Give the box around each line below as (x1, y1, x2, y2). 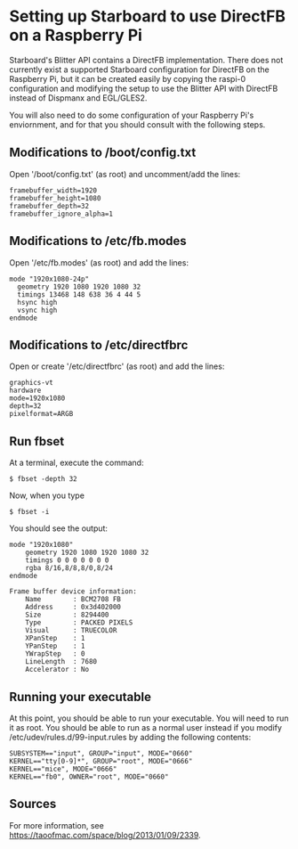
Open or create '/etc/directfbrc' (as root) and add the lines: (9, 361, 225, 371)
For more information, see (9, 820, 104, 830)
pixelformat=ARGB (9, 410, 74, 419)
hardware (9, 386, 42, 396)
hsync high (17, 298, 58, 306)
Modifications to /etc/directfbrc (9, 337, 189, 353)
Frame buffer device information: (9, 587, 138, 596)
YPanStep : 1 (25, 641, 86, 651)
